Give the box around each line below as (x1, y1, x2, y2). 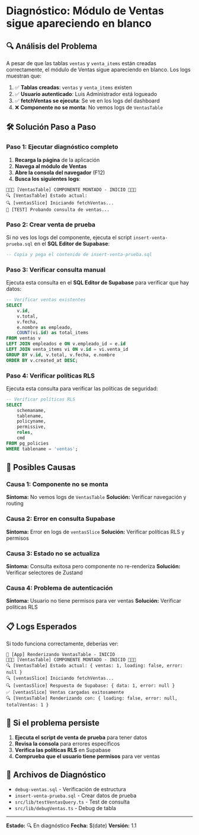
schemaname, (17, 407, 46, 413)
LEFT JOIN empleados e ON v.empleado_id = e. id (6, 341, 126, 347)
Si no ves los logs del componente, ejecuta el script (6, 233, 132, 241)
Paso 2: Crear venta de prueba (6, 220, 96, 229)
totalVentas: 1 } (6, 702, 49, 708)
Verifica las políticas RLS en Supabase (14, 746, 111, 753)
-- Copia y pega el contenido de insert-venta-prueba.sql (6, 251, 152, 257)
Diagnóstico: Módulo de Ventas (6, 4, 164, 18)
